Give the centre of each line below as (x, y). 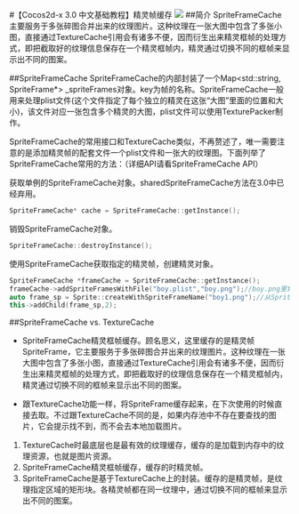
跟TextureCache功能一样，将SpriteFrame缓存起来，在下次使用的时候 (148, 404)
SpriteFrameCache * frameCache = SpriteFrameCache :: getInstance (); (135, 280)
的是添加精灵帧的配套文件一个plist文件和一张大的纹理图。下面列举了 (141, 153)
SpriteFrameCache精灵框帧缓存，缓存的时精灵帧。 (115, 468)
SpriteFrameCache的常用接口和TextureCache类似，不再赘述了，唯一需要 (143, 141)
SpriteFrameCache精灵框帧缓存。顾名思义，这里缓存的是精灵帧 (138, 341)
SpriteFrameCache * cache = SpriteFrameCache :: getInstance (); (125, 211)
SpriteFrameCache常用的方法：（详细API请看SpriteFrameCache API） (136, 164)
